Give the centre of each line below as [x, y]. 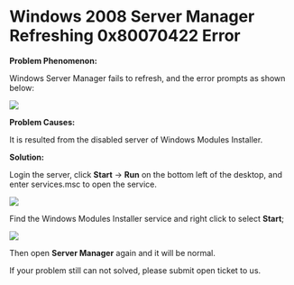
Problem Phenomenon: [53, 60]
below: [22, 87]
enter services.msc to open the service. [83, 184]
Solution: [27, 157]
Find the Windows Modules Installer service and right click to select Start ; [147, 218]
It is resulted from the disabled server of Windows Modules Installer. [136, 139]
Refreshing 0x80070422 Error [125, 36]
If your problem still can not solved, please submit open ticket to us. [135, 270]
